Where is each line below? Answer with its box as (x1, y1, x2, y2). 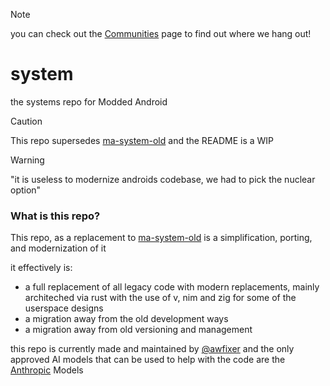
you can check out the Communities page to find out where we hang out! (10, 28, 312, 39)
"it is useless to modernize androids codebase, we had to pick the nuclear (10, 173, 316, 185)
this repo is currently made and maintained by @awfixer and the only (10, 343, 295, 355)
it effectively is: (10, 262, 73, 274)
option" (10, 184, 42, 196)
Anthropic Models (10, 364, 84, 376)
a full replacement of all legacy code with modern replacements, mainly (24, 281, 320, 293)
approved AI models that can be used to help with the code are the (10, 354, 286, 366)
